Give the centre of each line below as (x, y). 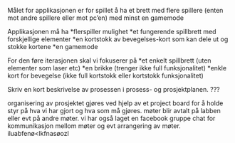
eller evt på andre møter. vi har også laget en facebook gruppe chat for (111, 118)
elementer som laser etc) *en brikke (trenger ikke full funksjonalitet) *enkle (117, 68)
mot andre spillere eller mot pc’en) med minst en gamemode (95, 18)
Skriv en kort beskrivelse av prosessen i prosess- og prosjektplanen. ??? (114, 89)
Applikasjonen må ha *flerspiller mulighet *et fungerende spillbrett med (112, 32)
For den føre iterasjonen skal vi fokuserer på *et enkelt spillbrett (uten (109, 60)
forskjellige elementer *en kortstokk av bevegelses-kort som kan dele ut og (118, 39)
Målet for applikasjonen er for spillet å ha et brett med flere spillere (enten (115, 10)
